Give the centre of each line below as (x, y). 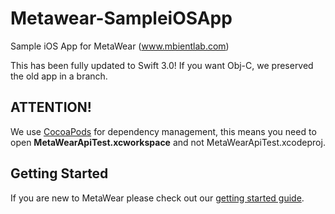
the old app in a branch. (59, 76)
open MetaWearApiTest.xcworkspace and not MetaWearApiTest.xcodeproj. (168, 142)
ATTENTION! (51, 107)
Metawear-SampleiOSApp (121, 18)
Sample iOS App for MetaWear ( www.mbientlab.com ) (120, 46)
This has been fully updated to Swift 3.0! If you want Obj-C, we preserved (162, 65)
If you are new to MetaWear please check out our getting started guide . (157, 198)
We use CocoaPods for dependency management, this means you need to (163, 131)
